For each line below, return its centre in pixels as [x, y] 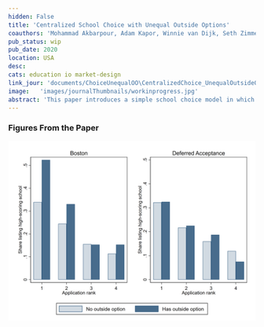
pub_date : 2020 [33, 50]
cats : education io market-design [65, 75]
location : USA [31, 58]
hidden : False [31, 17]
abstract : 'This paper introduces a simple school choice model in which [132, 99]
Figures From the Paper [54, 128]
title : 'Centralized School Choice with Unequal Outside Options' [119, 25]
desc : [17, 67]
